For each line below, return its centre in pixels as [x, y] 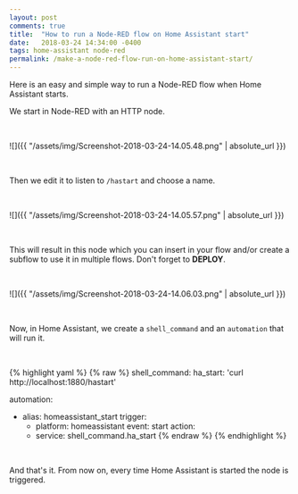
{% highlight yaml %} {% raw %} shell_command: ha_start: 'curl [126, 373]
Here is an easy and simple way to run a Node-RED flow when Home [135, 84]
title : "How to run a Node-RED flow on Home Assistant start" [129, 34]
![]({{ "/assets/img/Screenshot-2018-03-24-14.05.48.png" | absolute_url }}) [148, 146]
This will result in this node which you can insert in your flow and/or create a [149, 250]
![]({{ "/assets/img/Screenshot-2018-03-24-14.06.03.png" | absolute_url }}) [148, 294]
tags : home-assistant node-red [67, 51]
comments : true [37, 26]
